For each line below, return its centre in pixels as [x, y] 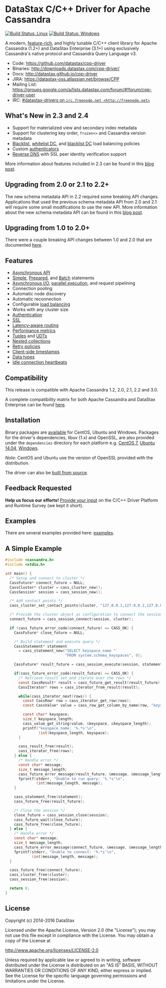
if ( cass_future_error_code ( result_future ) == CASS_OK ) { [74, 673]
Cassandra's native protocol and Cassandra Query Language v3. [71, 54]
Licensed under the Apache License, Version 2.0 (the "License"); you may [81, 930]
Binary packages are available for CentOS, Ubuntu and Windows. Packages [82, 432]
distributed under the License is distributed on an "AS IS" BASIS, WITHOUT [82, 965]
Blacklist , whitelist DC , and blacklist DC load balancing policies [76, 143]
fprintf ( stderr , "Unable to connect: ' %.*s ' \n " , [65, 852]
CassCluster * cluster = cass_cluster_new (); [56, 587]
